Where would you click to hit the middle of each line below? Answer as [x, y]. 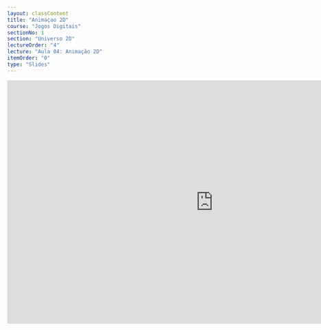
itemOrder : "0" [29, 58]
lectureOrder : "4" [33, 45]
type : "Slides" [29, 64]
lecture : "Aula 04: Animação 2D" [55, 52]
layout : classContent [38, 13]
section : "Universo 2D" [41, 39]
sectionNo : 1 [26, 33]
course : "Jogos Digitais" [44, 26]
